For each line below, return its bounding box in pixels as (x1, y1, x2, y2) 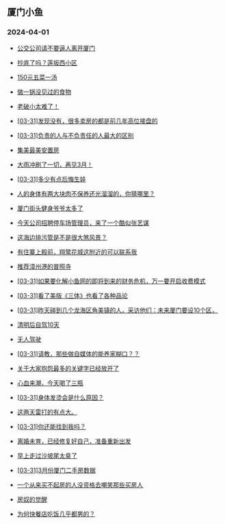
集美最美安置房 (16, 146, 59, 154)
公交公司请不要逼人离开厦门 (16, 44, 96, 52)
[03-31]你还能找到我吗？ (16, 422, 87, 430)
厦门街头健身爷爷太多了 (16, 204, 83, 212)
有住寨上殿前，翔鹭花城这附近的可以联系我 (16, 247, 137, 255)
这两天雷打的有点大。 (16, 408, 77, 416)
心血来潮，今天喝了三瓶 (16, 379, 83, 387)
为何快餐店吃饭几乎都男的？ (16, 510, 96, 518)
